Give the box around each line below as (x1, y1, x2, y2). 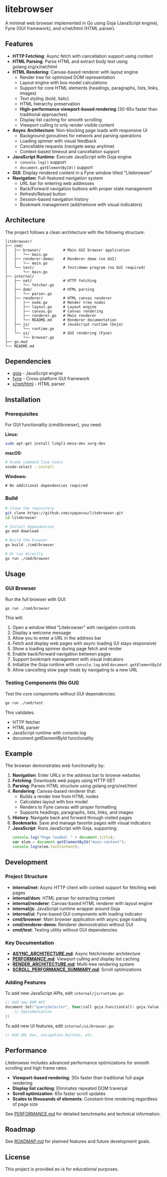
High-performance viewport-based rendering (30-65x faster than (19, 106, 158, 112)
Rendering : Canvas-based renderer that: (12, 788, 96, 794)
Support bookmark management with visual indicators (12, 656, 123, 662)
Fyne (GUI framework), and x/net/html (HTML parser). (5, 25, 116, 31)
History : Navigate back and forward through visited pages (12, 815, 132, 821)
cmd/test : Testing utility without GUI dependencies (12, 927, 118, 933)
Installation (5, 395, 41, 404)
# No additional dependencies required (5, 483, 88, 488)
